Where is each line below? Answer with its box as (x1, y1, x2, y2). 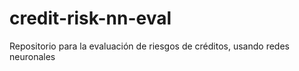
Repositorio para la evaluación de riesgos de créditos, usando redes (9, 40, 290, 52)
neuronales (9, 50, 56, 62)
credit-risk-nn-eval (9, 7, 172, 30)
